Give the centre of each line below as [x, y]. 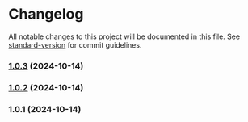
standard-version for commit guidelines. [75, 44]
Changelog [46, 14]
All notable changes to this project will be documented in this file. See [124, 36]
